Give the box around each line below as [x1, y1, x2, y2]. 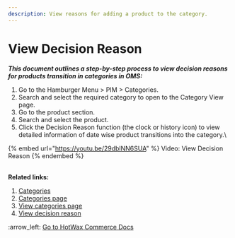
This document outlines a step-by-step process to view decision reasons [8, 64, 229, 73]
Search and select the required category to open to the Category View [18, 93, 224, 101]
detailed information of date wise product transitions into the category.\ [18, 130, 227, 138]
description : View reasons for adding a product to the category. [8, 10, 208, 18]
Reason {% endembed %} [8, 151, 84, 160]
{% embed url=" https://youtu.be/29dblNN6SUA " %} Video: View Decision [8, 144, 224, 153]
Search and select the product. [18, 115, 109, 124]
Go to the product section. [18, 107, 95, 117]
